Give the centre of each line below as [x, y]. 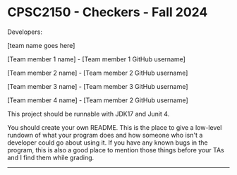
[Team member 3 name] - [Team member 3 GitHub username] [98, 86]
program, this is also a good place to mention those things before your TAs [116, 150]
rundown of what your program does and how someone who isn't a [105, 135]
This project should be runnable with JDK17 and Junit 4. [89, 114]
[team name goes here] [41, 45]
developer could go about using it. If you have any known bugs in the [108, 143]
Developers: [25, 32]
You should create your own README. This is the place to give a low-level [115, 127]
